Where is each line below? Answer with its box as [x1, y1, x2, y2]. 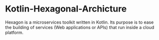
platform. [5, 29, 24, 35]
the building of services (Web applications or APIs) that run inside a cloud [5, 24, 155, 30]
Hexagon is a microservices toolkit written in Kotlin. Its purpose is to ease [5, 19, 154, 25]
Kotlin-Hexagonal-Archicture [5, 3, 127, 14]
